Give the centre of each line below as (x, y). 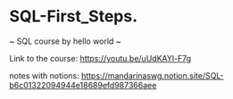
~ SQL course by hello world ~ (66, 41)
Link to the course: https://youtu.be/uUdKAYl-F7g (100, 58)
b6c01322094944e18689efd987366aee (83, 85)
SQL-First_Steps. (74, 16)
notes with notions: (44, 75)
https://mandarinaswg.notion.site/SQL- (153, 75)
